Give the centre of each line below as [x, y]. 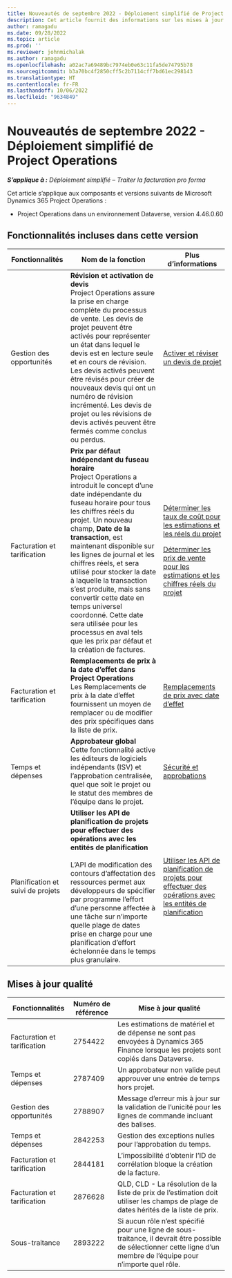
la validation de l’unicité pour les [169, 1107]
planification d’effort [103, 942]
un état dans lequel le [105, 344]
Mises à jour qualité [50, 985]
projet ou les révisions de [111, 413]
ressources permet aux [108, 882]
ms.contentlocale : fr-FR [43, 84]
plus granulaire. [95, 959]
